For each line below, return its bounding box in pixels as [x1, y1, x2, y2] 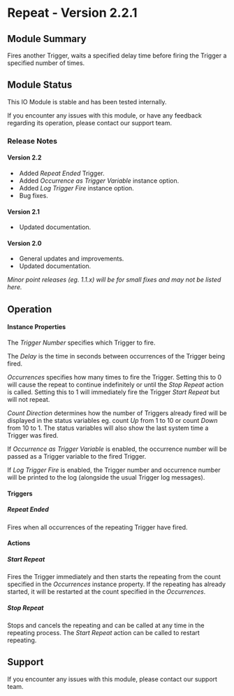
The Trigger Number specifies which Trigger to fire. [7, 338, 156, 347]
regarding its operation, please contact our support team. [7, 118, 173, 127]
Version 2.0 [7, 239, 42, 247]
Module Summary [7, 33, 87, 45]
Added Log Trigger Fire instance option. [19, 183, 134, 192]
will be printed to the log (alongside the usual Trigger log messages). [7, 473, 205, 481]
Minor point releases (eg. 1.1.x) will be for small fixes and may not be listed [7, 275, 221, 284]
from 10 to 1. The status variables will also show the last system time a [7, 424, 209, 432]
